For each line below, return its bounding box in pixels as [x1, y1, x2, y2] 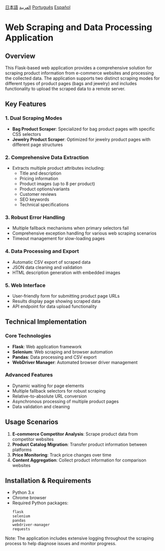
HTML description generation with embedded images [12, 270, 120, 275]
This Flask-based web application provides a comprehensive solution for [5, 65, 152, 70]
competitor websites [12, 436, 54, 442]
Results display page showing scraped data [12, 298, 101, 304]
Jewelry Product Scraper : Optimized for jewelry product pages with [12, 136, 151, 142]
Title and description [19, 170, 61, 176]
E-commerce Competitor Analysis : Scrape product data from [12, 431, 138, 437]
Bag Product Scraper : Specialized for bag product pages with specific [12, 126, 155, 132]
